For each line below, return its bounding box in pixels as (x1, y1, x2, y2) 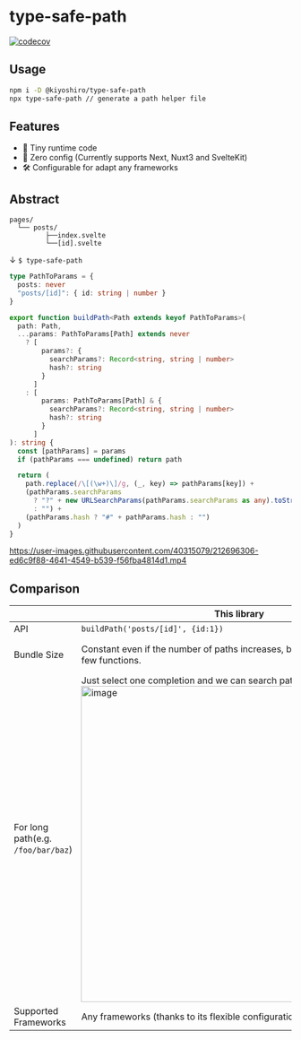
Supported (13, 1005, 59, 1018)
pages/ (9, 215, 34, 225)
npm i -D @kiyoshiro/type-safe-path (9, 85, 146, 95)
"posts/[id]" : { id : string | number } (17, 289, 167, 298)
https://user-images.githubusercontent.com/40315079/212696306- (9, 545, 259, 557)
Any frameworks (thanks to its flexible (81, 1010, 241, 1023)
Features (9, 118, 60, 134)
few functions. (81, 654, 142, 667)
